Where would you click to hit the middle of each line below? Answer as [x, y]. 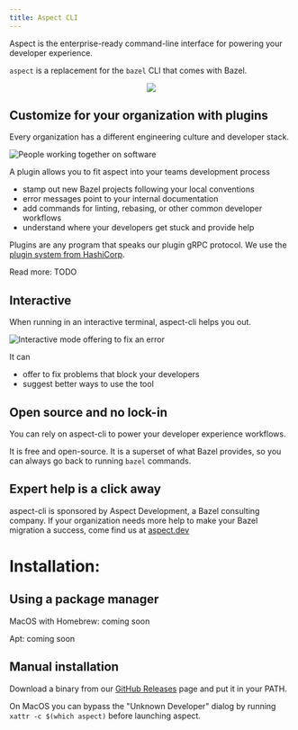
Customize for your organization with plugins [139, 116]
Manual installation [64, 667]
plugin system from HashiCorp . [67, 255]
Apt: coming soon [42, 638]
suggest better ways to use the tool [88, 384]
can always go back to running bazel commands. [100, 461]
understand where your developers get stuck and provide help [138, 228]
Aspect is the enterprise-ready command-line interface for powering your [146, 43]
